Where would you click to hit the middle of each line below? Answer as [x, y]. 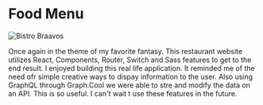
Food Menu [46, 14]
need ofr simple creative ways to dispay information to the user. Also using [131, 76]
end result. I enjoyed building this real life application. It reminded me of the [132, 68]
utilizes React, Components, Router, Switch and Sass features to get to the [130, 60]
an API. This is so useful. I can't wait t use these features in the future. [123, 93]
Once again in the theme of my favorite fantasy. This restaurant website [126, 51]
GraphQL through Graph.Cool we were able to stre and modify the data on [129, 85]
